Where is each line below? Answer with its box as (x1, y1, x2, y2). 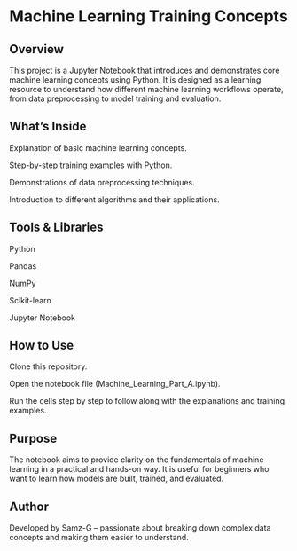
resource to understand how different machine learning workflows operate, (9, 84, 284, 94)
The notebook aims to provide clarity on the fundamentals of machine (9, 454, 264, 465)
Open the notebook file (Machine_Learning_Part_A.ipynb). (9, 379, 221, 390)
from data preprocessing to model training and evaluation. (9, 93, 222, 104)
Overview (9, 42, 65, 57)
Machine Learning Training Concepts (9, 6, 288, 27)
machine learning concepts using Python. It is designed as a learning (9, 75, 262, 85)
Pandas (9, 260, 37, 272)
